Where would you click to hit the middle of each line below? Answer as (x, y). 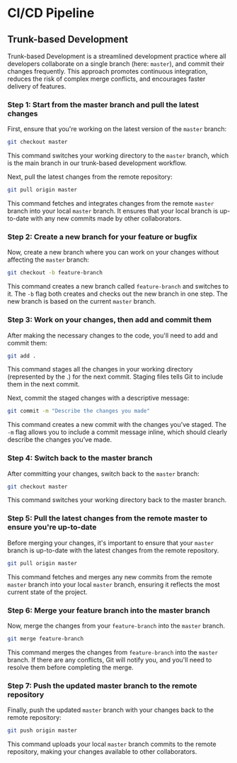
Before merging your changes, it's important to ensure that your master (111, 542)
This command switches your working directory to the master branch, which (118, 156)
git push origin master (42, 731)
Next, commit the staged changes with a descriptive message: (98, 398)
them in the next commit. (44, 384)
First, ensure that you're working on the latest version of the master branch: (117, 129)
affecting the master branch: (48, 260)
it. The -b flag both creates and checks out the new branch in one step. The (117, 294)
